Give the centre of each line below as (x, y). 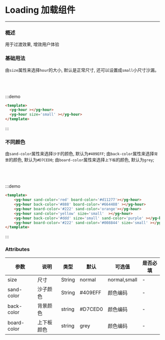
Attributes (17, 250)
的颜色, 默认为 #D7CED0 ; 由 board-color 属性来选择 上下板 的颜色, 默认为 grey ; (82, 160)
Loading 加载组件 (40, 10)
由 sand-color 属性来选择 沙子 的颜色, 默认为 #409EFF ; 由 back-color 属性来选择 (80, 154)
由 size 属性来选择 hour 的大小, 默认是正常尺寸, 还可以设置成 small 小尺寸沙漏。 (82, 70)
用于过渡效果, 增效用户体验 (32, 44)
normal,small (123, 280)
